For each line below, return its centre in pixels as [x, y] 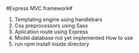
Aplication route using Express [51, 32]
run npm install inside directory [52, 44]
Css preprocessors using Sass [51, 26]
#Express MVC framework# [39, 8]
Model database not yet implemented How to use [74, 38]
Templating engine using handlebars [58, 19]
